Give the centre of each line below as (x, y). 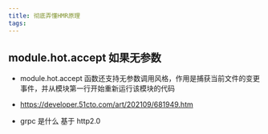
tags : (17, 23)
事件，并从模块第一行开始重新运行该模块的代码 (97, 88)
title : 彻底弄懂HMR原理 (44, 16)
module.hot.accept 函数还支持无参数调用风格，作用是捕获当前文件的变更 (140, 79)
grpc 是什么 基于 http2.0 (60, 121)
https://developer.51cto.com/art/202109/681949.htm (107, 104)
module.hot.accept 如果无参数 (85, 57)
